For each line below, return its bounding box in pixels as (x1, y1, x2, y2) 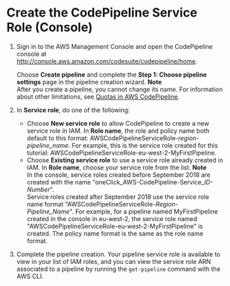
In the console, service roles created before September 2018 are (26, 171, 211, 179)
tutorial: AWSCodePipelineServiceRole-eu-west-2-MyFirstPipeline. (26, 149, 217, 157)
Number (26, 185, 50, 193)
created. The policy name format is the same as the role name (26, 229, 204, 238)
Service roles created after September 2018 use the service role (26, 192, 209, 201)
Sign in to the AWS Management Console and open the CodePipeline (16, 42, 213, 50)
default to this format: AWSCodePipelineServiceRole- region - (26, 133, 200, 142)
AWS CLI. (16, 271, 44, 280)
